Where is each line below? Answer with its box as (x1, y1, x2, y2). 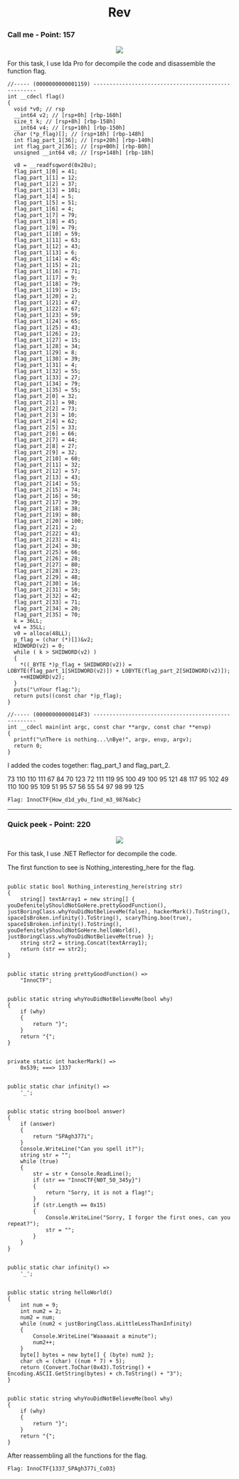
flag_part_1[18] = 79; (14, 280, 81, 288)
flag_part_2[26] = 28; (14, 555, 81, 562)
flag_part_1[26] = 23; (14, 330, 81, 337)
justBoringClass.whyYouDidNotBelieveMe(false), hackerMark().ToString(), (7, 908, 231, 915)
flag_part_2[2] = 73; (14, 405, 78, 412)
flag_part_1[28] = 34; (14, 343, 81, 350)
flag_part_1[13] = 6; (14, 249, 78, 257)
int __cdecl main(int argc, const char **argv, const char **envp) (7, 723, 212, 731)
